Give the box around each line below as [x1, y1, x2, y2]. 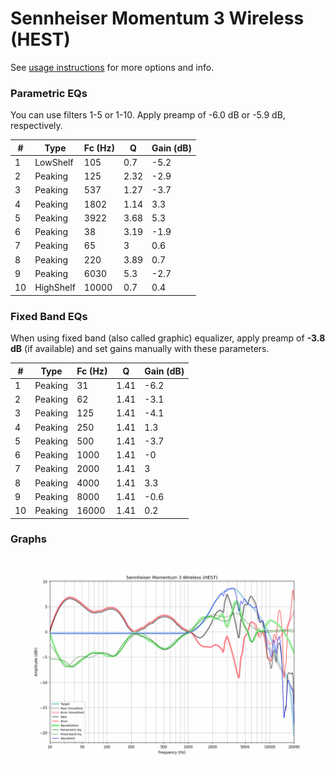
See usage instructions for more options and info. [10, 61, 215, 73]
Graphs [10, 532, 47, 546]
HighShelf [34, 282, 76, 294]
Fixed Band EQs [10, 309, 88, 323]
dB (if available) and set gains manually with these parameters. [10, 343, 270, 355]
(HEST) [10, 28, 71, 51]
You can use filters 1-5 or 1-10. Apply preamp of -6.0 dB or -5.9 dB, [10, 109, 286, 121]
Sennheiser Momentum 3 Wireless [10, 7, 305, 30]
